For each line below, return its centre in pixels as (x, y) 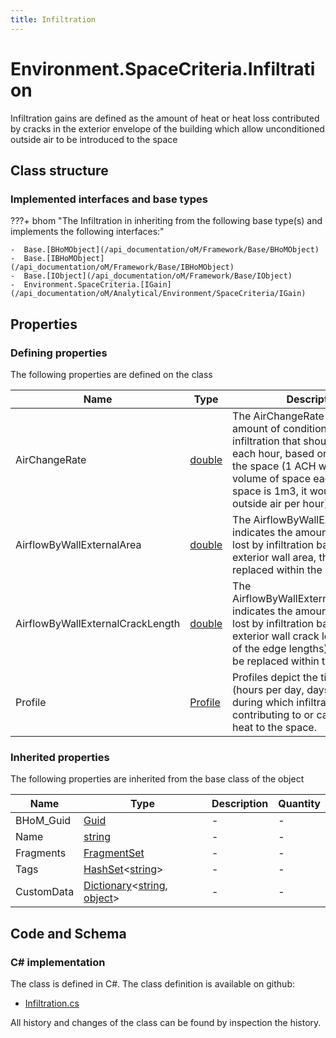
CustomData (45, 892)
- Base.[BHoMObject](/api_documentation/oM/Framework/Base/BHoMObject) (165, 250)
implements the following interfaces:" (87, 232)
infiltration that (266, 441)
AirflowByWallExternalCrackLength (98, 623)
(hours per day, (268, 689)
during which (263, 702)
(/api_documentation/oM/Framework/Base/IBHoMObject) (122, 267)
